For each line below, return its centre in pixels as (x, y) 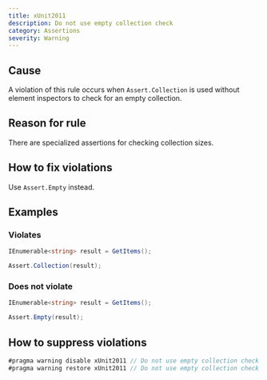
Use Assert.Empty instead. (52, 187)
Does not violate (41, 286)
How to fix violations (60, 168)
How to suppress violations (78, 342)
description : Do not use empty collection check (91, 23)
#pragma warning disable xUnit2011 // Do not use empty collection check (134, 361)
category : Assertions (44, 30)
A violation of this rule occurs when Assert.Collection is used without (124, 90)
